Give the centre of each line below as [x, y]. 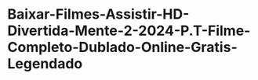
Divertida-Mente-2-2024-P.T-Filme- [129, 31]
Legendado [45, 64]
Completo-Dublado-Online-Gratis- [122, 47]
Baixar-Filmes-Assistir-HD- [98, 14]
